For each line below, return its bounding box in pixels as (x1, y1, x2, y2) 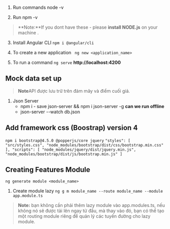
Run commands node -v (12, 5, 64, 10)
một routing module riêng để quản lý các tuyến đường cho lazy (17, 213, 151, 219)
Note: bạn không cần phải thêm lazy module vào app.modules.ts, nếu (17, 202, 165, 209)
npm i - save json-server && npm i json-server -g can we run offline (20, 103, 165, 109)
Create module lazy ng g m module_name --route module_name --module (12, 188, 163, 194)
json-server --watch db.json (20, 109, 80, 115)
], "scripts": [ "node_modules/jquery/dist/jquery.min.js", (5, 147, 137, 152)
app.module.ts (12, 193, 43, 199)
